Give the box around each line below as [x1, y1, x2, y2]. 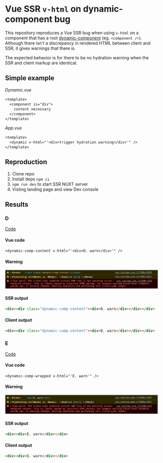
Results [5, 200, 29, 209]
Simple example [5, 74, 55, 82]
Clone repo [12, 171, 35, 177]
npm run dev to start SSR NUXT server [12, 181, 88, 187]
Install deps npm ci [12, 176, 50, 182]
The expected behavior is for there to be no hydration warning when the [5, 54, 149, 60]
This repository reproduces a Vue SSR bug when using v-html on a [5, 30, 139, 36]
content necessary [14, 107, 51, 111]
